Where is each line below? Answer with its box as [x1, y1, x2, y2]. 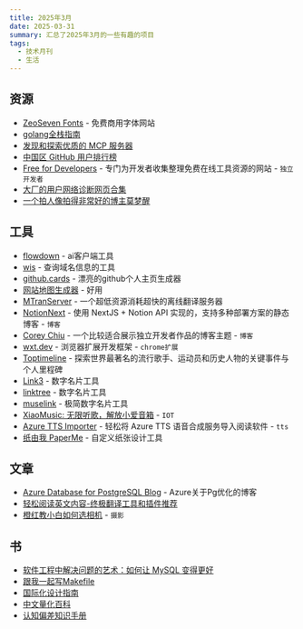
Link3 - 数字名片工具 [22, 374, 100, 386]
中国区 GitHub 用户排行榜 [22, 151, 118, 162]
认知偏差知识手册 [22, 610, 87, 621]
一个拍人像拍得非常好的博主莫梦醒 [22, 195, 151, 205]
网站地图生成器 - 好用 [22, 284, 103, 295]
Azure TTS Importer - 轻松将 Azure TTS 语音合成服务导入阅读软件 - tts [22, 420, 288, 432]
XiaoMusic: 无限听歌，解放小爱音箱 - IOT [22, 409, 175, 420]
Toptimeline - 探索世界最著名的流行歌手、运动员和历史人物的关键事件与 [22, 352, 289, 364]
